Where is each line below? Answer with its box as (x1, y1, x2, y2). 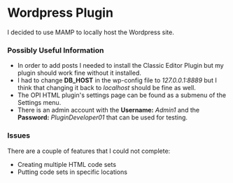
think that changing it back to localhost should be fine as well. (17, 84, 196, 92)
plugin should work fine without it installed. (17, 68, 142, 78)
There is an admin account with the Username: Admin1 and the (17, 106, 200, 115)
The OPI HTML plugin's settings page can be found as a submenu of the (17, 91, 226, 99)
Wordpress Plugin (7, 5, 114, 21)
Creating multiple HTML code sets (17, 160, 117, 168)
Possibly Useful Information (7, 45, 104, 55)
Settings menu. (17, 98, 62, 107)
